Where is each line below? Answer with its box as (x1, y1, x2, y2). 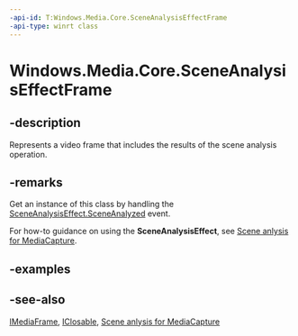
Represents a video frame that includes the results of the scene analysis (9, 139, 277, 150)
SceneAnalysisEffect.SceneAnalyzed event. (9, 208, 171, 219)
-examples (9, 261, 71, 277)
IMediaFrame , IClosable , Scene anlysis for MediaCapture (9, 316, 221, 327)
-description (9, 115, 81, 131)
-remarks (9, 175, 63, 190)
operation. (9, 149, 48, 159)
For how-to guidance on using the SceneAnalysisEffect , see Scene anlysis (9, 226, 289, 237)
